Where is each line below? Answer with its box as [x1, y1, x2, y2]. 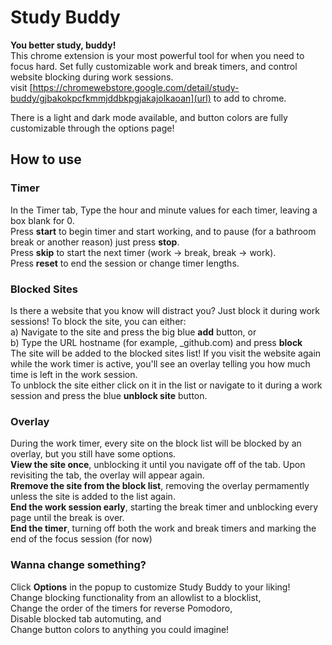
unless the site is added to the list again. [10, 491, 176, 503]
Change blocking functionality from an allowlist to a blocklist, [10, 591, 262, 603]
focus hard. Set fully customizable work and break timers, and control [10, 60, 298, 72]
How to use [10, 151, 82, 168]
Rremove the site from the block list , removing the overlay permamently [10, 480, 310, 492]
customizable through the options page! [10, 122, 175, 134]
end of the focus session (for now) [10, 533, 153, 545]
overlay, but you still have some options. [10, 448, 177, 460]
